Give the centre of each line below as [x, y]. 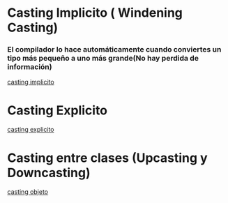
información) [30, 67]
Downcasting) [49, 173]
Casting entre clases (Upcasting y [107, 158]
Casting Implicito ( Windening [95, 13]
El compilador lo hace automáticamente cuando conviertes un [114, 50]
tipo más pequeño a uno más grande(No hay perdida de [103, 59]
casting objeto [28, 192]
